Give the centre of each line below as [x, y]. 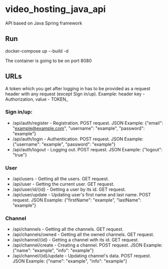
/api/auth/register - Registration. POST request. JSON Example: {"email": [88, 123]
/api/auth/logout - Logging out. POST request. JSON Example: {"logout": [88, 149]
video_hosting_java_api [56, 9]
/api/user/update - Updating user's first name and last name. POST [82, 195]
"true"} [20, 155]
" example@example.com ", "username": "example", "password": [78, 128]
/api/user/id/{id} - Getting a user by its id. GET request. [69, 189]
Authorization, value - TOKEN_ [37, 99]
